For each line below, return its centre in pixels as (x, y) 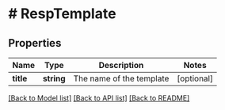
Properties (35, 43)
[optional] (195, 78)
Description (121, 65)
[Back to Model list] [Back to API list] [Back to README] (99, 98)
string (54, 78)
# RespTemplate (62, 14)
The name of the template (121, 78)
